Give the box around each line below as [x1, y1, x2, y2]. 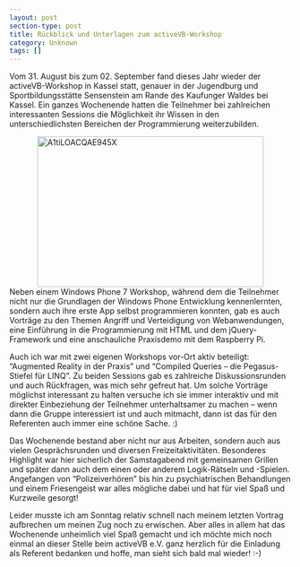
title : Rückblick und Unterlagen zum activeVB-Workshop [9, 30, 222, 39]
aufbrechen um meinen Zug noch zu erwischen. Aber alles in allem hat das [9, 520, 286, 530]
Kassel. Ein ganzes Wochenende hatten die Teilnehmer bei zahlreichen [9, 99, 271, 110]
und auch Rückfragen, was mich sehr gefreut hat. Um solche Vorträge [9, 380, 269, 391]
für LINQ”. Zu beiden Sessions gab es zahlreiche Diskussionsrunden [34, 371, 287, 382]
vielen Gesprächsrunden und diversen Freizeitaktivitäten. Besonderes [9, 445, 267, 456]
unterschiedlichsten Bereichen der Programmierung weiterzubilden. [9, 118, 260, 130]
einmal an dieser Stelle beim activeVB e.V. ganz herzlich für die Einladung [9, 538, 280, 549]
